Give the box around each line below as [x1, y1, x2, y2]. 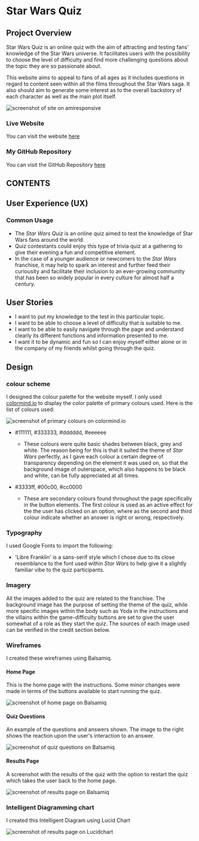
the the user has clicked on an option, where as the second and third [23, 508, 192, 515]
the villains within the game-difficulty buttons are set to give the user [6, 614, 175, 621]
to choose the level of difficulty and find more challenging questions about [6, 56, 188, 63]
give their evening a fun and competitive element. [14, 248, 137, 256]
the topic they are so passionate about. [6, 62, 102, 69]
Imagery [6, 581, 31, 589]
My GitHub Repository [6, 147, 72, 156]
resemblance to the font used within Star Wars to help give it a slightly [14, 560, 187, 567]
